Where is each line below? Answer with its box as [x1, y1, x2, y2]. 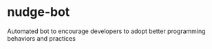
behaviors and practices [7, 34, 76, 42]
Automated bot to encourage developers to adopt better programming [7, 27, 206, 35]
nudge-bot [7, 4, 70, 20]
